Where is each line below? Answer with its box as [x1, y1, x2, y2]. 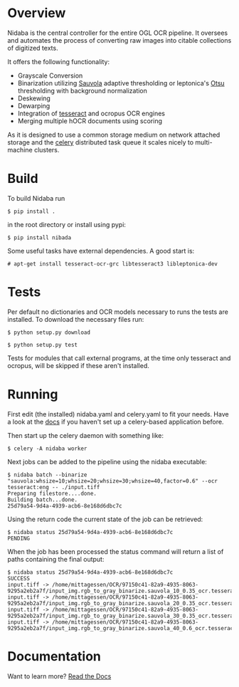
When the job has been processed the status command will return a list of [7, 547, 224, 556]
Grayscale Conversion [17, 71, 83, 80]
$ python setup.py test [7, 341, 78, 348]
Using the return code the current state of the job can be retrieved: [7, 515, 203, 523]
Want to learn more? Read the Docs [7, 671, 112, 681]
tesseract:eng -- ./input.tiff [7, 483, 100, 491]
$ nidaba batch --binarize [7, 471, 87, 478]
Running [7, 387, 58, 402]
